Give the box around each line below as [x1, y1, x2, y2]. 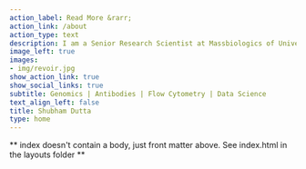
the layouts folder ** [9, 149, 86, 160]
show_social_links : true [9, 81, 104, 90]
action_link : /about [9, 22, 88, 31]
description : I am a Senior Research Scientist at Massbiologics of [9, 38, 275, 48]
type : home [9, 114, 51, 124]
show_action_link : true [9, 73, 100, 82]
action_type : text [9, 30, 79, 39]
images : [9, 55, 39, 65]
